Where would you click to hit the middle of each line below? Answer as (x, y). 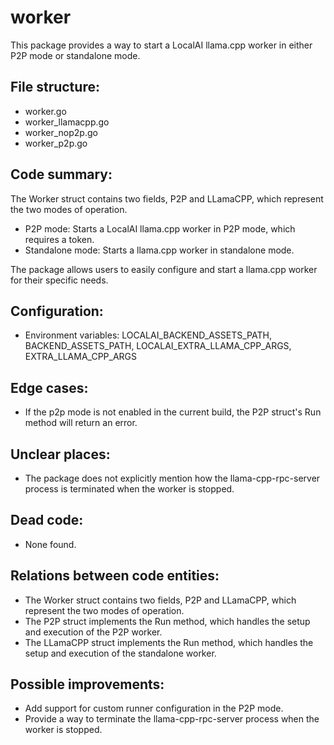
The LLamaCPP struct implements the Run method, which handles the (169, 642)
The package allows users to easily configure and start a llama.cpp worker (164, 269)
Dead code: (47, 520)
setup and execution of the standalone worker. (120, 653)
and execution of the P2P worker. (93, 632)
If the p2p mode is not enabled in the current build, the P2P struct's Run (173, 412)
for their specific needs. (59, 280)
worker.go (45, 111)
